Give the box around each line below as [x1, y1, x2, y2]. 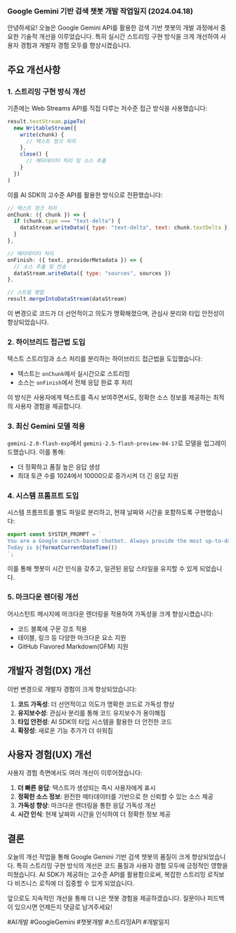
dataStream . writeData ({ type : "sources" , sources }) [13, 270, 171, 277]
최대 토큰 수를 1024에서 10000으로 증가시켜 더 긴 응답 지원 [17, 471, 179, 480]
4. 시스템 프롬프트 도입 [7, 491, 79, 501]
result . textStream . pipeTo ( [7, 118, 86, 125]
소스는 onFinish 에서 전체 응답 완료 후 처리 [17, 378, 133, 387]
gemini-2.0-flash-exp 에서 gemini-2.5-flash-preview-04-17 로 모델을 [7, 439, 202, 447]
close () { [20, 151, 49, 158]
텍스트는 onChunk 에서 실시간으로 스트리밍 [17, 370, 130, 378]
